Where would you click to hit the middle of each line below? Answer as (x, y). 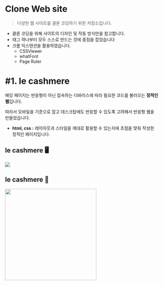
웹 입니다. (14, 101)
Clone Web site (36, 9)
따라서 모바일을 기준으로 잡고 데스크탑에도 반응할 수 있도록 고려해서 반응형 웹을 (80, 112)
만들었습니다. (18, 117)
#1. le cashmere (37, 81)
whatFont (29, 56)
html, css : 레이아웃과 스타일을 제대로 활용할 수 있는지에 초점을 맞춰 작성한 (83, 128)
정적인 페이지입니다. (31, 134)
